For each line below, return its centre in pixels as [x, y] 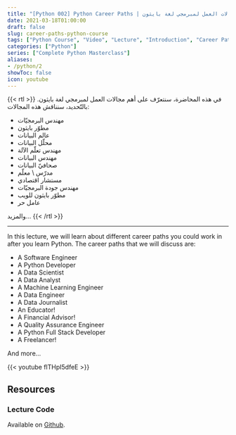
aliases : [20, 60]
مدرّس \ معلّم [35, 172]
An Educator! [37, 310]
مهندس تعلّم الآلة [39, 150]
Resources [31, 389]
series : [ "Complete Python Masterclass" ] [69, 53]
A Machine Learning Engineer [60, 288]
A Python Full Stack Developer [61, 332]
